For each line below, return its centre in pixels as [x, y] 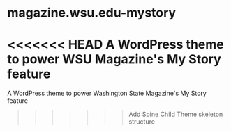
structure [142, 122]
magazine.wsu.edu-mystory [92, 13]
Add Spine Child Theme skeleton [176, 114]
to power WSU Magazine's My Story [114, 59]
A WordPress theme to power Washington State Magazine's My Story [107, 93]
